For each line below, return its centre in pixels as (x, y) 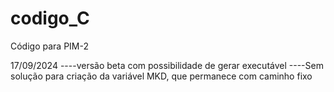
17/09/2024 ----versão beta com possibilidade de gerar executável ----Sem (167, 65)
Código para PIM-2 (49, 46)
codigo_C (50, 18)
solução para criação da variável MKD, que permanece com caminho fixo (161, 76)
